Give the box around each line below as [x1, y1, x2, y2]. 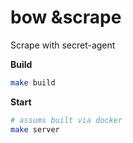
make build [10, 77, 56, 88]
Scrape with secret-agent [10, 39, 116, 51]
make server [10, 124, 60, 135]
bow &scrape [10, 6, 122, 29]
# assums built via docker [10, 115, 123, 125]
